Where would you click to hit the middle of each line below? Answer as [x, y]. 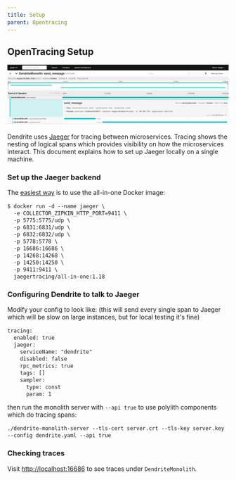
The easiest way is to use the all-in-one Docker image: [86, 192]
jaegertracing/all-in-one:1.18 [59, 277]
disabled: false [44, 359]
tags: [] [33, 373]
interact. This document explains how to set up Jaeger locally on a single [113, 151]
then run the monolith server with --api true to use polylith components [112, 408]
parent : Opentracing [38, 22]
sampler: [33, 380]
